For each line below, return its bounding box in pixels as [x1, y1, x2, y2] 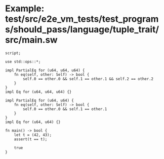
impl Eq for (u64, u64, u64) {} [5, 89, 72, 94]
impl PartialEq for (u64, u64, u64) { [5, 67, 85, 73]
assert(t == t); [14, 136, 48, 142]
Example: [5, 3, 44, 14]
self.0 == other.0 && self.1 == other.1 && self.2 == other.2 [23, 76, 154, 81]
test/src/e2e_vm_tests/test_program [5, 13, 159, 25]
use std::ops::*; [5, 59, 41, 64]
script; [5, 50, 21, 56]
